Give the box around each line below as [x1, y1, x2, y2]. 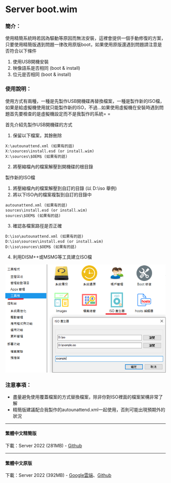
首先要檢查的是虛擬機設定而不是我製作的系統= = [9, 110, 111, 117]
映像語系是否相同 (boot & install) [12, 65, 80, 71]
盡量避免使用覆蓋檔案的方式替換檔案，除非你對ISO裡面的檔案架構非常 [12, 393, 159, 400]
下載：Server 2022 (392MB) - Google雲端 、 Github [5, 472, 112, 478]
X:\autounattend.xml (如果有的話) [5, 144, 75, 149]
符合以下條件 [9, 48, 37, 54]
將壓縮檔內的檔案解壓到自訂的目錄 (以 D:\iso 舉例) [12, 185, 117, 191]
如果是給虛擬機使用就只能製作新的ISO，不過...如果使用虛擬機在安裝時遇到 [5, 104, 159, 110]
